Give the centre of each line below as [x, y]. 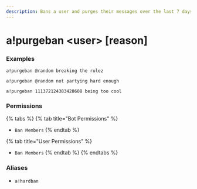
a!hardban [27, 181]
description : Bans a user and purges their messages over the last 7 [93, 11]
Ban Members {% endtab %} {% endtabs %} [66, 153]
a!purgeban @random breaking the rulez [55, 71]
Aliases [17, 168]
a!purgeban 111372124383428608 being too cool [64, 91]
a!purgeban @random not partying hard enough [62, 81]
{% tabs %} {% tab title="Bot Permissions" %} [62, 119]
